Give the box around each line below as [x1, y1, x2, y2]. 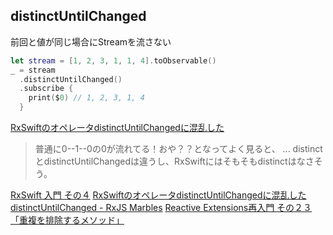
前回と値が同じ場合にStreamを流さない [10, 35, 172, 48]
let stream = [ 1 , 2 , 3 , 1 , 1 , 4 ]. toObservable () [10, 55, 217, 66]
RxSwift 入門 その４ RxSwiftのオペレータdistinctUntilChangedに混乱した [10, 189, 307, 201]
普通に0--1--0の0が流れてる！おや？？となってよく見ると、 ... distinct [34, 143, 323, 155]
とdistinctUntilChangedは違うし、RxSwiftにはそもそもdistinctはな [34, 155, 306, 168]
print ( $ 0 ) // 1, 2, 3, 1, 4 [28, 93, 145, 103]
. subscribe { [19, 84, 74, 94]
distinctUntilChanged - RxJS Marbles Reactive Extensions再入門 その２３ [10, 202, 313, 214]
